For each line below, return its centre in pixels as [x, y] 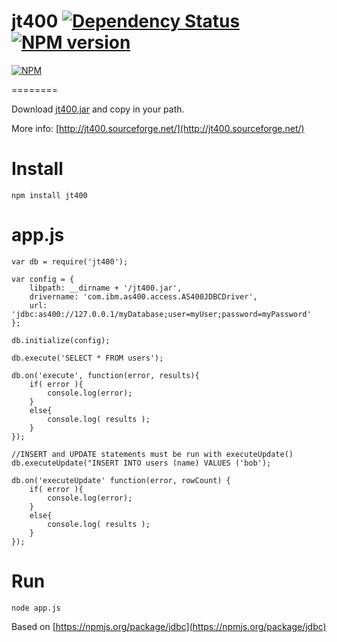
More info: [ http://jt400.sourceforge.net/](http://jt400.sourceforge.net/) [158, 128]
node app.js [36, 608]
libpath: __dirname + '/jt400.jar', [106, 288]
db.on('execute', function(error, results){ [105, 375]
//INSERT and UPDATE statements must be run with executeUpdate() [152, 454]
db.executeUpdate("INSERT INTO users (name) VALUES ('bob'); [141, 463]
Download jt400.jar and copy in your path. [98, 109]
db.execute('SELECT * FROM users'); [87, 358]
